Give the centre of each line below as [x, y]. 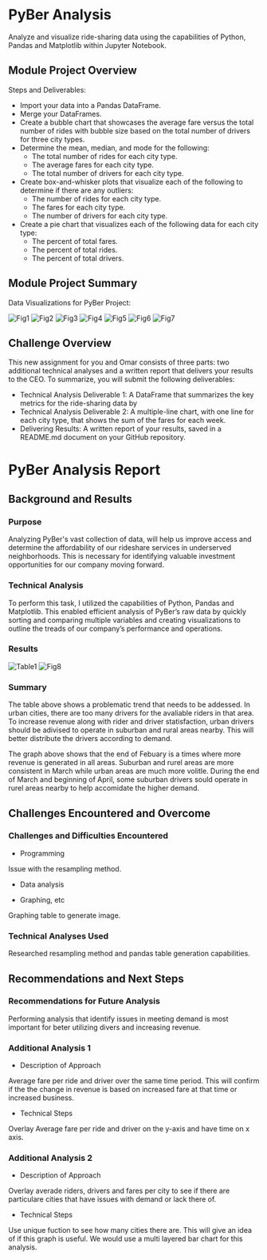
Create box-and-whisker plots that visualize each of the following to [131, 181]
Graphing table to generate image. [65, 915]
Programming [42, 853]
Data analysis [42, 884]
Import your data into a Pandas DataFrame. [90, 105]
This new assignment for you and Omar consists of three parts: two [119, 362]
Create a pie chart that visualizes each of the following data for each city [139, 224]
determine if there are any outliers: [77, 190]
